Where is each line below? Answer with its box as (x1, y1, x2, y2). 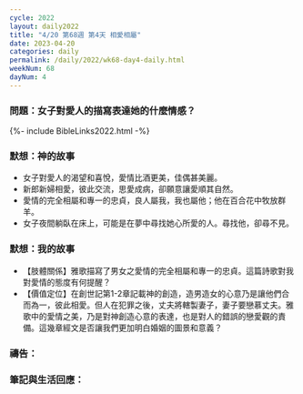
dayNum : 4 (9, 73, 47, 82)
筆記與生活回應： (9, 374, 85, 387)
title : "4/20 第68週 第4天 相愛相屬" (9, 30, 142, 39)
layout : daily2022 (9, 22, 79, 31)
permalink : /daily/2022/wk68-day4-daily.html (9, 56, 185, 65)
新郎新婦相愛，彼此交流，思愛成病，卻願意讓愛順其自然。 (22, 184, 238, 195)
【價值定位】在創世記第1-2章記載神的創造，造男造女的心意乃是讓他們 (22, 288, 282, 298)
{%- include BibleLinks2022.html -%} (9, 126, 150, 136)
